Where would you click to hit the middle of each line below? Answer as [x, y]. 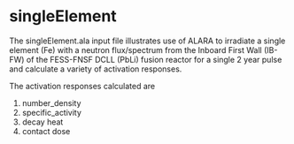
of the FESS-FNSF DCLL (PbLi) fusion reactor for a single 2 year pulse [154, 59]
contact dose [46, 131]
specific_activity [52, 112]
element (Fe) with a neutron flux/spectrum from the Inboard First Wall [136, 49]
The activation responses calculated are [82, 86]
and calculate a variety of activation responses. [96, 69]
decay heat [43, 122]
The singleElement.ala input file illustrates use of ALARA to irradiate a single [147, 41]
